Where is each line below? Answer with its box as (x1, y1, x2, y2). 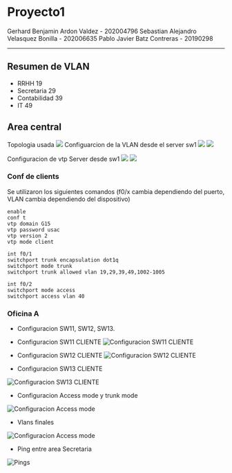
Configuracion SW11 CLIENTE (17, 338, 101, 346)
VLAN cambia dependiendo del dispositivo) (7, 195, 130, 203)
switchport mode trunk (7, 262, 72, 269)
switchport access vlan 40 (7, 293, 85, 300)
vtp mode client (7, 238, 54, 245)
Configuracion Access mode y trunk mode (17, 392, 138, 400)
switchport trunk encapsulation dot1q (7, 256, 119, 263)
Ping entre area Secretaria (17, 445, 92, 453)
